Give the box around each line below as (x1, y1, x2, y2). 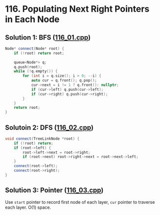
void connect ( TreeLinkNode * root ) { (5, 136, 80, 141)
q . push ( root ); (14, 64, 42, 69)
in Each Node (5, 14, 60, 25)
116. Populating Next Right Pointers (5, 3, 150, 15)
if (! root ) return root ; (14, 50, 64, 56)
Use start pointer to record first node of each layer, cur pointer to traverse (5, 199, 155, 205)
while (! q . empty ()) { (14, 69, 58, 74)
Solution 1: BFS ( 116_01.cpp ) (5, 33, 91, 42)
